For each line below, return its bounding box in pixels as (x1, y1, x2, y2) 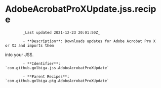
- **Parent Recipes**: (23, 74, 70, 79)
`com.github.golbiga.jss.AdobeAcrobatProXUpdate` (5, 65, 110, 70)
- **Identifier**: (23, 61, 61, 66)
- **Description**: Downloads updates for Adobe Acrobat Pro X (23, 38, 156, 44)
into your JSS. (5, 52, 34, 58)
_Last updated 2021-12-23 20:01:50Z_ (23, 30, 100, 35)
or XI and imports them (5, 43, 54, 48)
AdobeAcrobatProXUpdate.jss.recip (5, 3, 157, 15)
